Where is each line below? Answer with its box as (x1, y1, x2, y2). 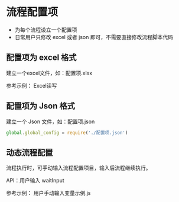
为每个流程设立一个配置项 (14, 26, 77, 33)
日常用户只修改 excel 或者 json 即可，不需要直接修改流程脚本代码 (14, 33, 173, 40)
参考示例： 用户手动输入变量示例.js (6, 190, 91, 197)
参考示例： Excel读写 (6, 82, 57, 89)
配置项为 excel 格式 (6, 53, 77, 63)
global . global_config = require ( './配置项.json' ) (6, 130, 128, 136)
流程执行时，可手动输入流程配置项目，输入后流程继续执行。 (6, 164, 151, 172)
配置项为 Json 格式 (6, 101, 75, 111)
